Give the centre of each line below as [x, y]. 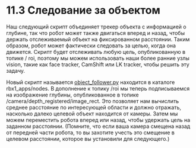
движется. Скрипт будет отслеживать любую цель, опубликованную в [96, 52]
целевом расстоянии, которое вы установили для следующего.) [88, 139]
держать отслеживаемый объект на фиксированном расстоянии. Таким [98, 39]
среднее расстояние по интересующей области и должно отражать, [94, 107]
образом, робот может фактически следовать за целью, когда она [91, 46]
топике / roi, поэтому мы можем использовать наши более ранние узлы [98, 58]
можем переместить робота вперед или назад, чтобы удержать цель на [98, 120]
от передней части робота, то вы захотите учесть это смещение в [91, 132]
